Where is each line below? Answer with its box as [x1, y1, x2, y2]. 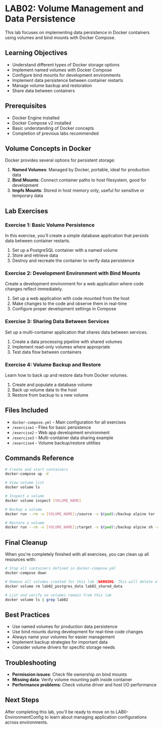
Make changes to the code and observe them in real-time [12, 301, 127, 306]
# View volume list [5, 480, 45, 486]
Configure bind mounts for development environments [12, 72, 121, 78]
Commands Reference [5, 454, 74, 463]
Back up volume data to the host [12, 386, 77, 393]
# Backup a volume [5, 507, 42, 512]
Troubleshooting [5, 658, 57, 667]
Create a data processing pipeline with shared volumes [12, 339, 122, 344]
